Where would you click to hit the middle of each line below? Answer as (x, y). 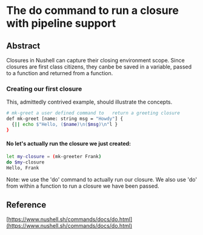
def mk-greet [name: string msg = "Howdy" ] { (65, 119)
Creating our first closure (44, 88)
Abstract (23, 46)
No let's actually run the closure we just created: (69, 144)
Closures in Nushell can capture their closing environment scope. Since (95, 60)
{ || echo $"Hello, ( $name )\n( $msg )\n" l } (65, 125)
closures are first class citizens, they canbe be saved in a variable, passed (99, 67)
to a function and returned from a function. (60, 73)
